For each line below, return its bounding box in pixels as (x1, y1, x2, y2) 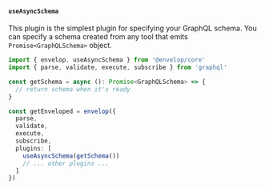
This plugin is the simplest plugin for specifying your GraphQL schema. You (8, 23, 258, 33)
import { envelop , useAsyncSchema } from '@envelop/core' (8, 56, 206, 64)
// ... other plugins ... (22, 159, 110, 167)
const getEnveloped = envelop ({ (8, 107, 116, 115)
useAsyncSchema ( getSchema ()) (22, 151, 120, 160)
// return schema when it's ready (15, 85, 130, 93)
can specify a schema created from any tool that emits (8, 32, 188, 42)
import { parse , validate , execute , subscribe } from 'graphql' (8, 63, 227, 72)
